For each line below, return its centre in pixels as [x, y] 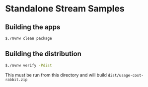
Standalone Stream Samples [65, 9]
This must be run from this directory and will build [56, 75]
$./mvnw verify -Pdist [29, 65]
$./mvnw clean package [29, 38]
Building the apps [33, 27]
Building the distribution [43, 54]
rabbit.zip [16, 80]
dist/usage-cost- [126, 75]
